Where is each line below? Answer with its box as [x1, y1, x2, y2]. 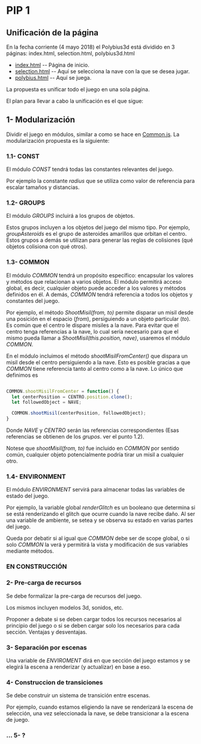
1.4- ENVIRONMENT [6, 472, 66, 481]
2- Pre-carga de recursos [6, 578, 82, 587]
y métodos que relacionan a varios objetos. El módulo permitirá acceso [6, 278, 182, 285]
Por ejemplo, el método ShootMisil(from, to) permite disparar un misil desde [6, 308, 194, 316]
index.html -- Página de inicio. [14, 61, 90, 68]
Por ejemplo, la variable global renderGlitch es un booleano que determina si [6, 504, 196, 511]
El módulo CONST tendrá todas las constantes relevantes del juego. [6, 166, 174, 173]
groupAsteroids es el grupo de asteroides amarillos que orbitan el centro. [6, 230, 187, 238]
